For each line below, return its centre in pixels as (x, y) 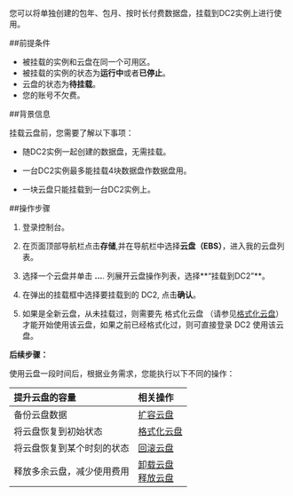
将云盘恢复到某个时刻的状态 (72, 448)
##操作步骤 (30, 208)
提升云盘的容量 (45, 398)
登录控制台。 (45, 227)
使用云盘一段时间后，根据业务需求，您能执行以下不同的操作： (122, 374)
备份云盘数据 (41, 415)
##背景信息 (30, 114)
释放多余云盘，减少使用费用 (72, 471)
